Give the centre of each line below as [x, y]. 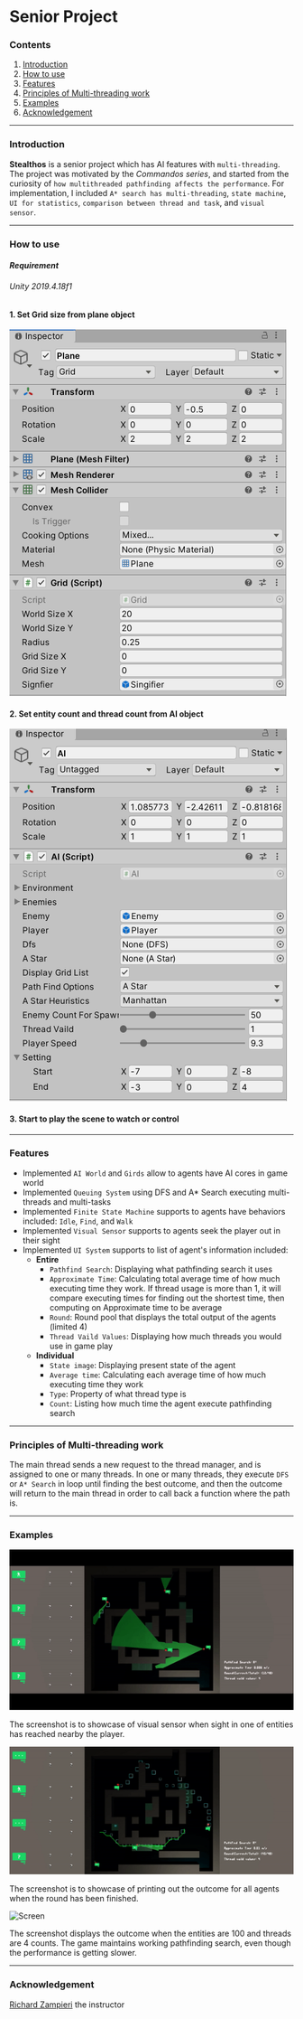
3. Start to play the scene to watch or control [94, 1119]
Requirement [34, 266]
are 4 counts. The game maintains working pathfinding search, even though [150, 1943]
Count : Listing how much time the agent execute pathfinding [161, 1404]
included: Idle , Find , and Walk [78, 1221]
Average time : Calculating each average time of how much [158, 1375]
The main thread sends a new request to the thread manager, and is [135, 1465]
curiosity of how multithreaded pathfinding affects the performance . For [147, 183]
